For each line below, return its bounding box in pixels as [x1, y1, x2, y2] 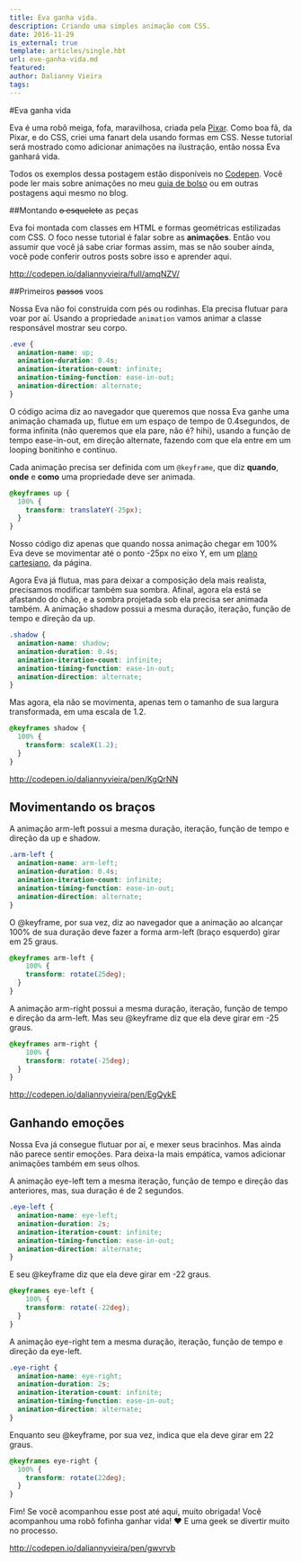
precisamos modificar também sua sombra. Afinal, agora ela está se [9, 585, 262, 595]
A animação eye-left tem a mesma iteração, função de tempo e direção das [9, 1175, 289, 1187]
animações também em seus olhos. [9, 1158, 141, 1169]
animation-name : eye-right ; [17, 1371, 123, 1380]
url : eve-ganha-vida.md [9, 55, 99, 64]
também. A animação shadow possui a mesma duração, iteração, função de [9, 603, 291, 614]
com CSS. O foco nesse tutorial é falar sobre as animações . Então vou [9, 231, 271, 243]
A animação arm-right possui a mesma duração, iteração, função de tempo [9, 1003, 288, 1013]
